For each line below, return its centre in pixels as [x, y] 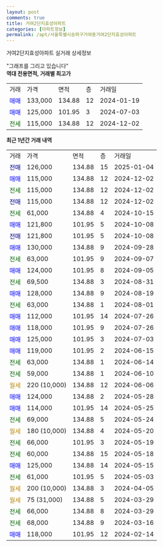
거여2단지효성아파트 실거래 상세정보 [49, 53]
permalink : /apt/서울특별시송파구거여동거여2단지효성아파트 [71, 35]
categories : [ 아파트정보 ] [36, 29]
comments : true [26, 18]
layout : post [23, 12]
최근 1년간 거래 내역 [29, 140]
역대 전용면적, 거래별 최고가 [39, 73]
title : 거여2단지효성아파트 [36, 23]
